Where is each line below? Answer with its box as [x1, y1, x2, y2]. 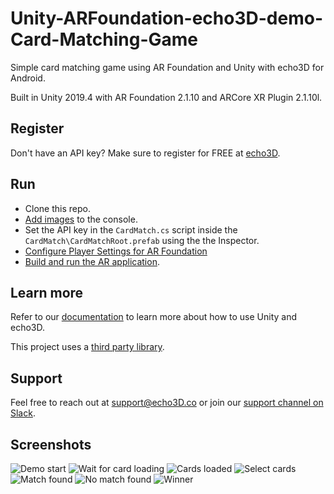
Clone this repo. [24, 202, 91, 214]
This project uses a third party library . [10, 341, 165, 353]
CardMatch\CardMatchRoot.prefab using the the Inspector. [24, 234, 260, 246]
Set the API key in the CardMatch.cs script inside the [24, 223, 238, 236]
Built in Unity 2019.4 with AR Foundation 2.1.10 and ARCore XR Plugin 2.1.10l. [10, 91, 323, 103]
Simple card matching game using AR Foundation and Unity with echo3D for [10, 61, 325, 73]
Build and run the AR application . [24, 255, 160, 267]
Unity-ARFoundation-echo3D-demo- [10, 7, 323, 30]
